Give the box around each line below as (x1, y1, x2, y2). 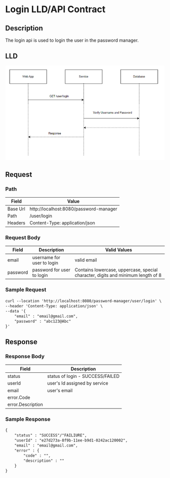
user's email (47, 387, 73, 393)
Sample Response (5, 416, 51, 423)
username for (32, 254, 61, 260)
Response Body (5, 353, 45, 360)
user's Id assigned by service (47, 380, 109, 387)
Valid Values (105, 247, 133, 253)
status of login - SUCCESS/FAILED (47, 373, 120, 379)
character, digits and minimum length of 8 (74, 272, 162, 278)
